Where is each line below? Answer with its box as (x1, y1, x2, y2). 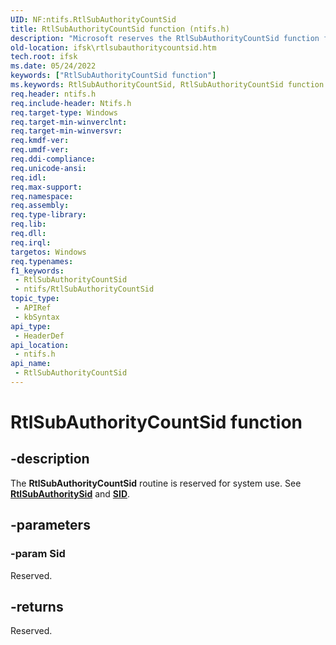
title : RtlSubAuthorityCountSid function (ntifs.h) (10, 24, 230, 34)
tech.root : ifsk (10, 52, 78, 62)
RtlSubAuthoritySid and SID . (10, 487, 131, 500)
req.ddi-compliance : (10, 154, 97, 164)
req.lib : (10, 219, 47, 230)
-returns (10, 598, 64, 615)
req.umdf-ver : (10, 145, 70, 155)
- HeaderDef (14, 331, 65, 341)
